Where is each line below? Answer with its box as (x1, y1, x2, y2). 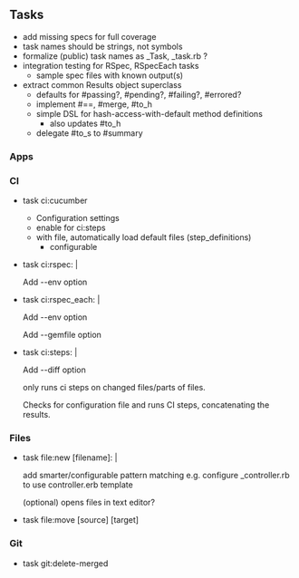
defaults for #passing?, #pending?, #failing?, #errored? (35, 89, 242, 100)
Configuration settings (35, 213, 120, 224)
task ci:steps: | (22, 347, 78, 358)
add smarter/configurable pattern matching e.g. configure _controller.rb (22, 470, 290, 481)
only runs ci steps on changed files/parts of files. (22, 382, 206, 393)
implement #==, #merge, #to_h (35, 99, 152, 110)
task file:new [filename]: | (22, 452, 118, 463)
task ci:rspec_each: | (22, 294, 101, 305)
